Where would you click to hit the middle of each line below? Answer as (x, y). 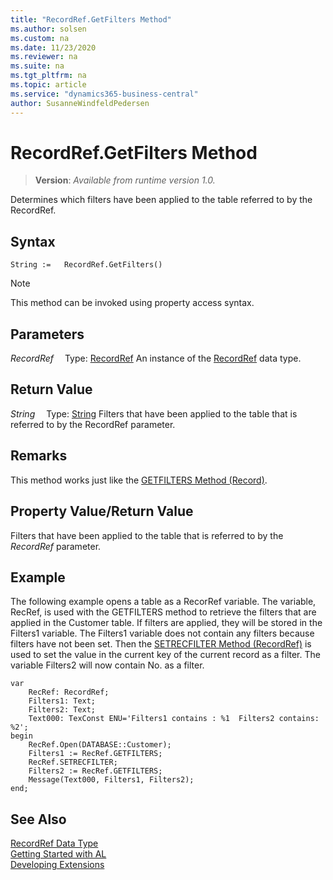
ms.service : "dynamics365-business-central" (104, 94)
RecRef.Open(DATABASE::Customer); (100, 745)
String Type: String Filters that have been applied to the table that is (154, 413)
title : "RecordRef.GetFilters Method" (91, 19)
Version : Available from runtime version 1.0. (125, 180)
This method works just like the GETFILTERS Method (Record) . (139, 480)
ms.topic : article (48, 85)
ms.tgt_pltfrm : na (48, 76)
